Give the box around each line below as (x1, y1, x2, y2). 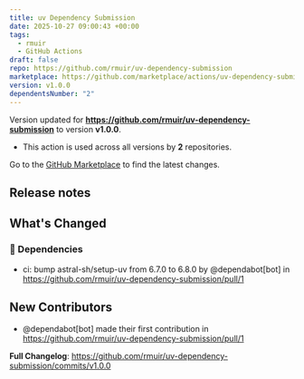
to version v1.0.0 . (55, 123, 122, 134)
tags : (9, 30, 30, 39)
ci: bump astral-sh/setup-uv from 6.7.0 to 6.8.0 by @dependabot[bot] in (22, 264, 290, 275)
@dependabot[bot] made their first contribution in (22, 324, 210, 335)
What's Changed (9, 216, 107, 231)
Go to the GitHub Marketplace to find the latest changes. (9, 159, 220, 170)
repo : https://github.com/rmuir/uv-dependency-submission (9, 64, 233, 73)
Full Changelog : (9, 351, 70, 362)
